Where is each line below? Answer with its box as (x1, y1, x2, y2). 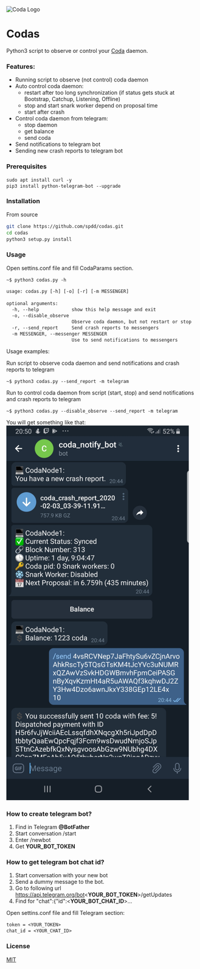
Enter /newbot (15, 836, 51, 844)
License (6, 942, 30, 951)
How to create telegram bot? (6, 809, 92, 818)
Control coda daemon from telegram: (15, 115, 108, 122)
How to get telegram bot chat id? (6, 858, 105, 866)
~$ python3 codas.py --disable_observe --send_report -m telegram (6, 408, 178, 414)
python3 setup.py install (6, 236, 72, 243)
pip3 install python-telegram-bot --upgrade (6, 183, 121, 189)
